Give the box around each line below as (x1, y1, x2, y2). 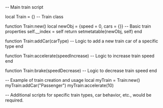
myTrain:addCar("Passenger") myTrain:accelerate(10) (5, 82, 114, 88)
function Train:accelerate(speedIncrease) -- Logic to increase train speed (5, 53, 155, 59)
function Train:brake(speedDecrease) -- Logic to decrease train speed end (5, 68, 157, 73)
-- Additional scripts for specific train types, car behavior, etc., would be (5, 92, 152, 98)
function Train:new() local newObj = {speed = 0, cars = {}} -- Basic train (5, 23, 151, 29)
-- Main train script (5, 4, 43, 10)
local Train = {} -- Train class (5, 14, 64, 19)
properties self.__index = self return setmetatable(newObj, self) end (5, 29, 142, 34)
